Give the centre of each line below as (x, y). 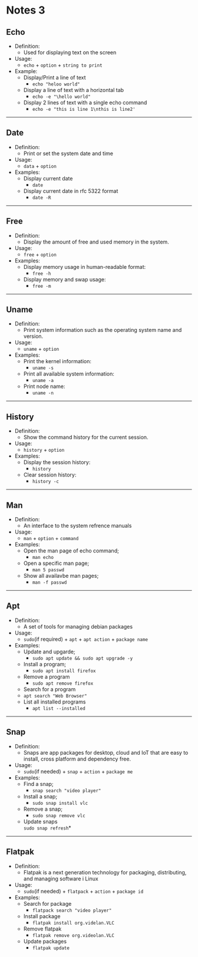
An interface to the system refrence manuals (77, 526)
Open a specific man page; (56, 563)
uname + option (41, 349)
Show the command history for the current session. (86, 438)
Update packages (45, 941)
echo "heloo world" (56, 84)
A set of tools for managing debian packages (78, 626)
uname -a (43, 381)
